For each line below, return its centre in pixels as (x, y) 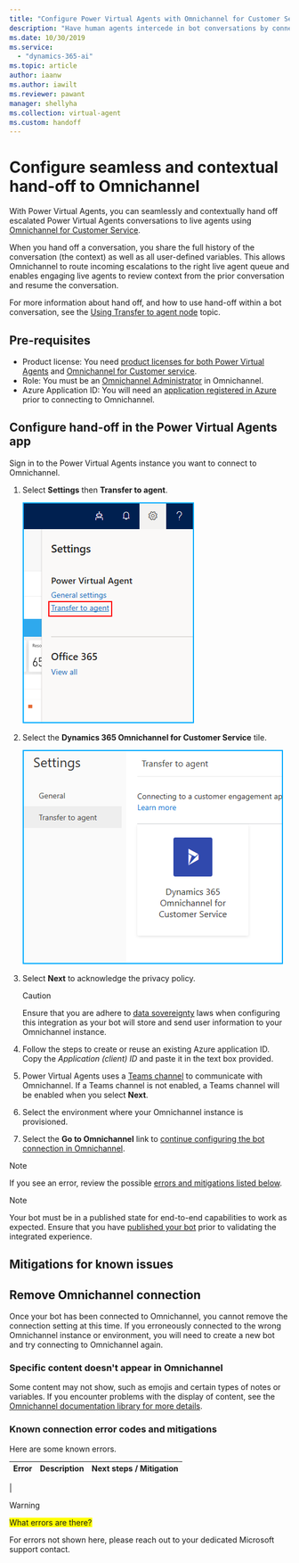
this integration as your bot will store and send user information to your (152, 1022)
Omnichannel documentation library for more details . (106, 1406)
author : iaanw (36, 76)
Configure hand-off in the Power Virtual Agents (143, 428)
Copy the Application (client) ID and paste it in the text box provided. (148, 1058)
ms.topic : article (43, 66)
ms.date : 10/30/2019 (48, 37)
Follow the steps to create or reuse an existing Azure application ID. (145, 1049)
